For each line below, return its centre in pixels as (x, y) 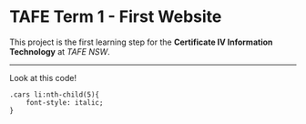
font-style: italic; (65, 102)
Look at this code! (43, 77)
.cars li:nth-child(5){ (55, 94)
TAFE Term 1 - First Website (116, 17)
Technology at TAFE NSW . (60, 51)
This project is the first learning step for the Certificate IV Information (141, 42)
